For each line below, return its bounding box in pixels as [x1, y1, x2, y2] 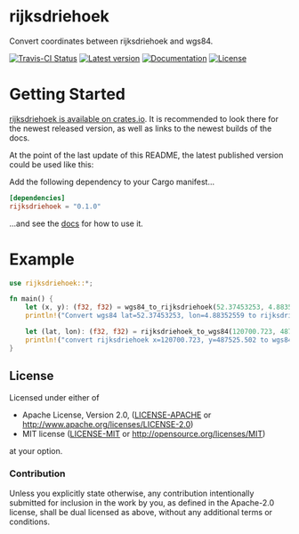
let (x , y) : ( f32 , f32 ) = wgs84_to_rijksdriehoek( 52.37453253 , [25, 303, 265, 312]
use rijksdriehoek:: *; [9, 279, 93, 287]
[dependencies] [9, 193, 66, 202]
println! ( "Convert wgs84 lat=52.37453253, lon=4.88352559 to [25, 311, 256, 320]
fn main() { [9, 295, 53, 303]
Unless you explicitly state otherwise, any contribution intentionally [9, 488, 255, 498]
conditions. [9, 516, 51, 527]
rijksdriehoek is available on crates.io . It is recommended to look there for [9, 113, 279, 124]
